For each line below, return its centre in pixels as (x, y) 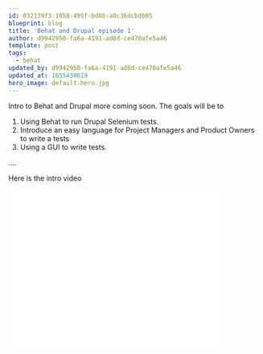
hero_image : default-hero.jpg (59, 83)
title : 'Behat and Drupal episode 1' (72, 31)
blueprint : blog (35, 23)
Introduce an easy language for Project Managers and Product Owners (137, 130)
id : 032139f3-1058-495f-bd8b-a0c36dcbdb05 (80, 16)
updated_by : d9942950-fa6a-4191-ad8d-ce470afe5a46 (95, 68)
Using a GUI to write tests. (63, 147)
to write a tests (45, 138)
